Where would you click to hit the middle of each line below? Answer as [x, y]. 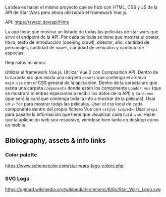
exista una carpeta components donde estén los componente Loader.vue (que [83, 88]
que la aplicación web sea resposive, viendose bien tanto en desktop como [82, 120]
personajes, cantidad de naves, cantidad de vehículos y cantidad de [75, 48]
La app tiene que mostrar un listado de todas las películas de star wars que [82, 32]
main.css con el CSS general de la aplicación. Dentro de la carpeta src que [81, 83]
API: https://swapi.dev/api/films [37, 22]
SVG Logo [17, 179]
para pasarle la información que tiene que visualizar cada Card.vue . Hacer [81, 114]
